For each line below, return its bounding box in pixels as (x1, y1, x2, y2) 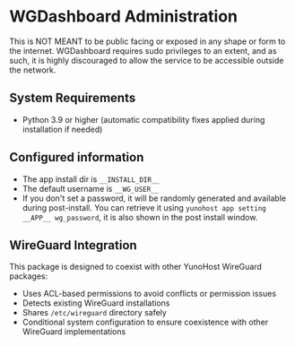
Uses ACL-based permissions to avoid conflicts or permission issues (22, 289, 276, 299)
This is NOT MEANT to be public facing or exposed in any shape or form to (9, 36, 286, 47)
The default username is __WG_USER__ (22, 183, 160, 194)
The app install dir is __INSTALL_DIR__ (22, 173, 160, 185)
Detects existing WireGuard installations (22, 298, 170, 308)
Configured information (9, 150, 144, 165)
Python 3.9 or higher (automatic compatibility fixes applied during (22, 114, 265, 125)
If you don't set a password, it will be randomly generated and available (22, 193, 287, 203)
